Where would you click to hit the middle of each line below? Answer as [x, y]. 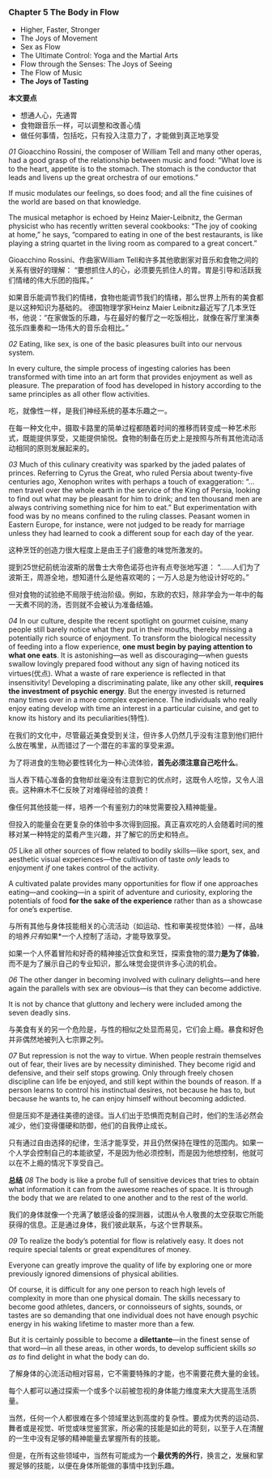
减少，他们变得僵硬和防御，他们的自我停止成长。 [90, 1126]
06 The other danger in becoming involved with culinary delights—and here [134, 980]
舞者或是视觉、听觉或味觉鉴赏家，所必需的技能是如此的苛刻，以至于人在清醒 [136, 1429]
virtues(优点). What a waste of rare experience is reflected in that [117, 674]
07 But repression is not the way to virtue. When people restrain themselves [135, 1056]
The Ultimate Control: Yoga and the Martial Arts [99, 56]
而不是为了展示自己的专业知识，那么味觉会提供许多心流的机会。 [115, 964]
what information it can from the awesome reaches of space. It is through [131, 1190]
